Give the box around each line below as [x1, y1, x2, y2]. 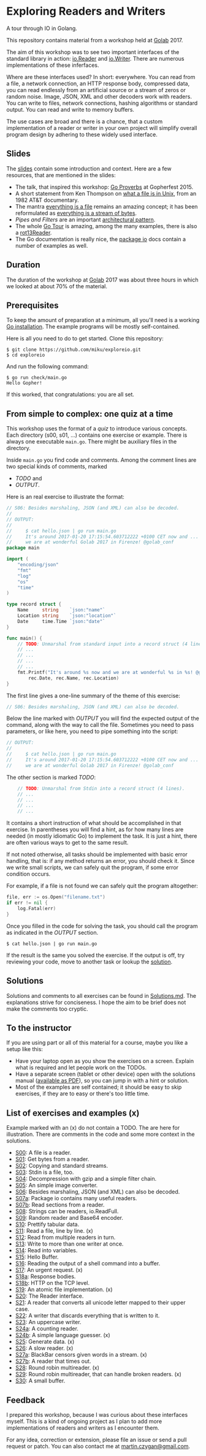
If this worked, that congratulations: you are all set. [6, 391, 135, 398]
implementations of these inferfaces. [6, 61, 99, 69]
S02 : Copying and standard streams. [15, 1162, 109, 1170]
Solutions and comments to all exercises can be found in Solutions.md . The [6, 992, 196, 999]
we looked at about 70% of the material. [6, 282, 108, 289]
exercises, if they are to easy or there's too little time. [15, 1090, 150, 1097]
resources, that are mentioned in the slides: [6, 171, 116, 178]
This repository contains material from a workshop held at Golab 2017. [6, 36, 183, 44]
